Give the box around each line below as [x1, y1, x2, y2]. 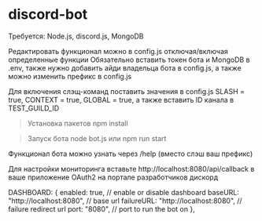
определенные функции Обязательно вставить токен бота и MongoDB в [8, 55, 250, 64]
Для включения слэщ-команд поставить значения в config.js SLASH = [8, 86, 245, 96]
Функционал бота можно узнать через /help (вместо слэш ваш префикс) [8, 149, 253, 158]
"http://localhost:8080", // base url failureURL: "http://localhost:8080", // [8, 196, 242, 205]
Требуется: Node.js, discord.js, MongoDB [8, 31, 144, 41]
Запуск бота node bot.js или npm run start [27, 133, 167, 143]
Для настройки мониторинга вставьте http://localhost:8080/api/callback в [8, 164, 255, 173]
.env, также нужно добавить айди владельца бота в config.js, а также [8, 63, 242, 72]
